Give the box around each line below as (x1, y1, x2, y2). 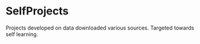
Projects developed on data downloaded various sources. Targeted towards (5, 24, 195, 31)
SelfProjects (5, 4, 69, 18)
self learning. (5, 30, 39, 37)
